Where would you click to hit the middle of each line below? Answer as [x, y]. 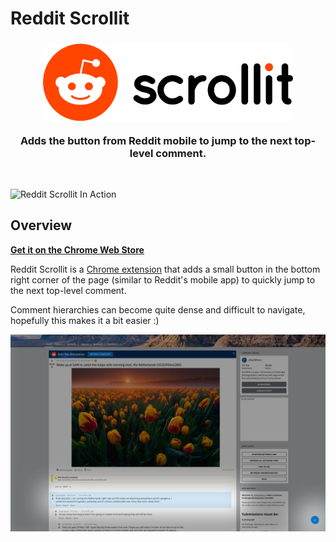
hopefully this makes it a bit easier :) [85, 320]
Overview [41, 225]
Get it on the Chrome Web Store [77, 249]
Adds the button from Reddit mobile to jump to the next [156, 140]
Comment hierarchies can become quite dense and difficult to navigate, [158, 309]
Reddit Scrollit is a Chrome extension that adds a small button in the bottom [165, 269]
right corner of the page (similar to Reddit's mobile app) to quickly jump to [163, 279]
